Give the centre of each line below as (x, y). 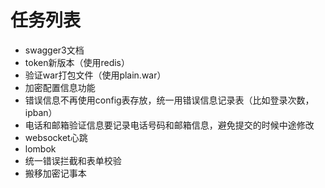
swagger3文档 (54, 50)
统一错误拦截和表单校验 (73, 160)
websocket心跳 (56, 137)
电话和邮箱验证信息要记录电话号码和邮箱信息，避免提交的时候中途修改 (169, 125)
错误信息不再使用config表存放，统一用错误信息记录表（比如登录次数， (169, 100)
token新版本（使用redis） (77, 62)
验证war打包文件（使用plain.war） (95, 75)
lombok (40, 148)
